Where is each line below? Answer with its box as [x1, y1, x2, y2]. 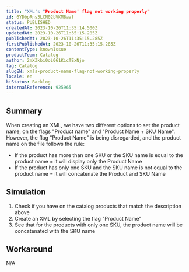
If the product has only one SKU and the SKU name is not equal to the [14, 164, 183, 171]
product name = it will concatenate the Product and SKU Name [14, 170, 166, 177]
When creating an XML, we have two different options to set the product [6, 121, 180, 128]
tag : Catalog [6, 62, 38, 69]
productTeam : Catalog [6, 52, 59, 58]
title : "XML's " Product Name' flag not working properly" [6, 8, 150, 15]
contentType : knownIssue [6, 47, 66, 53]
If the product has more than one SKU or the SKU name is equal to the [14, 151, 184, 158]
